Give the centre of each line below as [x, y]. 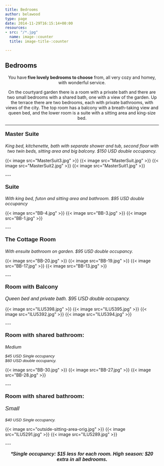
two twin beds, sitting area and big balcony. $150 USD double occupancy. [82, 151]
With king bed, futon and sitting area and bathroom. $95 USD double [75, 199]
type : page [16, 19]
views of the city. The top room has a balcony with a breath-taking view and [82, 108]
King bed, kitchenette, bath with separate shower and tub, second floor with [82, 146]
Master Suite [22, 134]
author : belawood [23, 14]
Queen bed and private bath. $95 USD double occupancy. [68, 298]
